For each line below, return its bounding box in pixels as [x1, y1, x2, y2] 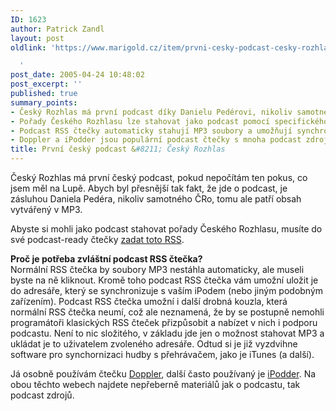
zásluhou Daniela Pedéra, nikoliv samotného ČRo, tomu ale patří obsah [10, 193, 302, 205]
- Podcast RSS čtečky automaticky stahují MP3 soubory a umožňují [10, 126, 293, 136]
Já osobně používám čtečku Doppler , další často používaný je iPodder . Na [10, 368, 317, 380]
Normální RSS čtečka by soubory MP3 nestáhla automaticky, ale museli [10, 264, 305, 275]
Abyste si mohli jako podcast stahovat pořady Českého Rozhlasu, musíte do [10, 223, 323, 235]
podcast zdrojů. [10, 389, 75, 401]
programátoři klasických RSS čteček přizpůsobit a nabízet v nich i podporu [10, 317, 318, 328]
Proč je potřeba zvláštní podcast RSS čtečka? [10, 253, 203, 265]
